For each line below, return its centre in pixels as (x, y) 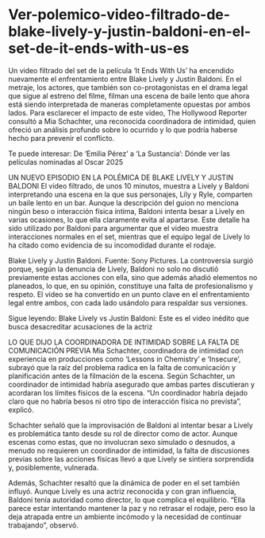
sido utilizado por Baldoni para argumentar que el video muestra (113, 228)
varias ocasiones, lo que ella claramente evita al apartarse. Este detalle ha (129, 220)
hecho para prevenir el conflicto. (61, 138)
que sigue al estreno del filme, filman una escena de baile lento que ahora (129, 96)
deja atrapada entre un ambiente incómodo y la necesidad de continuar (125, 517)
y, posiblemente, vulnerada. (54, 467)
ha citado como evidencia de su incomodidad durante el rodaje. (112, 245)
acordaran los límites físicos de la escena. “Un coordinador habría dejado (128, 392)
